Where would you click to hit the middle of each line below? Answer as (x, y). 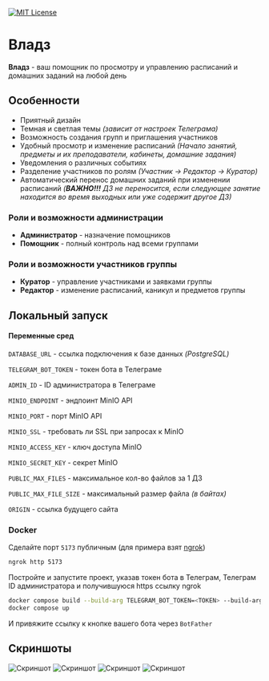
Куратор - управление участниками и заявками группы (116, 282)
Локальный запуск (58, 316)
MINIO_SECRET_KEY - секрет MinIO (63, 462)
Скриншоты (40, 649)
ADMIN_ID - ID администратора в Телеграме (82, 384)
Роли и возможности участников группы (93, 264)
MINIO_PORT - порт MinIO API (55, 415)
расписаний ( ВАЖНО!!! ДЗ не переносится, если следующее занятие (140, 188)
